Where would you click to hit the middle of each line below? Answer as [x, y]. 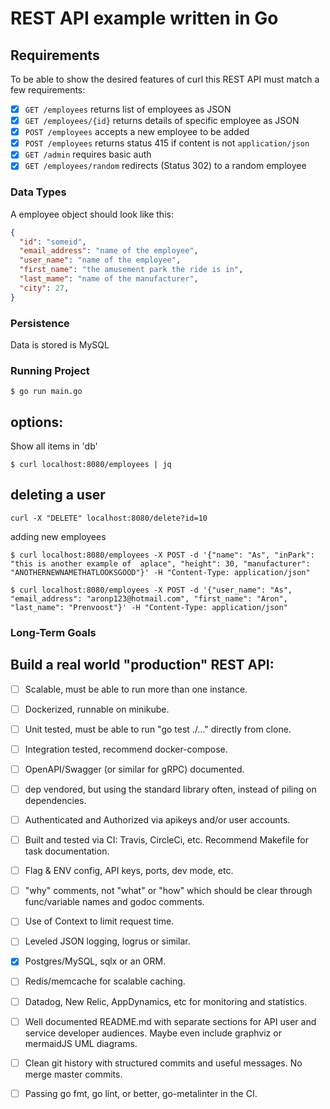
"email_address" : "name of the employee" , [109, 251]
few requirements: [48, 90]
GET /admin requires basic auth [88, 154]
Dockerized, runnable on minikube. [97, 709]
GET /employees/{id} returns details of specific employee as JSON [162, 121]
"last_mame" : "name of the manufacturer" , [109, 279]
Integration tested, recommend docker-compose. [126, 749]
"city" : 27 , [44, 288]
